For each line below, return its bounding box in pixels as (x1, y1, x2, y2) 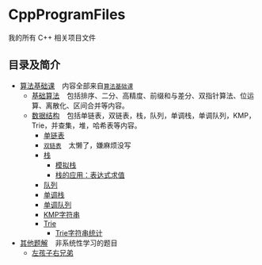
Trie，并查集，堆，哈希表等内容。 (31, 121, 142, 130)
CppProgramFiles (8, 6, 126, 24)
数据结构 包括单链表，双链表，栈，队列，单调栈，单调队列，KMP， (31, 110, 256, 120)
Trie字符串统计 (55, 228, 103, 237)
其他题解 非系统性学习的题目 (19, 238, 118, 248)
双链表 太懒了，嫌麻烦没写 (43, 140, 131, 150)
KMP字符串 (43, 209, 81, 219)
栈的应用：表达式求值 (55, 170, 125, 179)
